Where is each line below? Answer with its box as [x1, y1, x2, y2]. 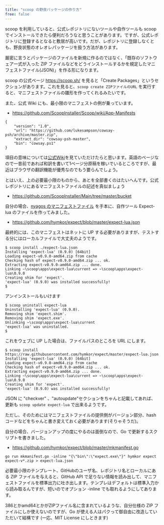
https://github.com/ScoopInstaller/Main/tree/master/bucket [12, 193, 132, 199]
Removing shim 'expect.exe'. [5, 315, 65, 320]
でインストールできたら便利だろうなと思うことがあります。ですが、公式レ [5, 32, 155, 38]
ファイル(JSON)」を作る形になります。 [22, 67, 101, 73]
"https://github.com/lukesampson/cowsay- [29, 128, 115, 133]
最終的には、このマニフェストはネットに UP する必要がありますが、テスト [5, 229, 155, 235]
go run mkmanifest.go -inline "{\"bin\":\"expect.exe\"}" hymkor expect [5, 454, 157, 459]
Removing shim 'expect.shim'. [5, 311, 67, 316]
